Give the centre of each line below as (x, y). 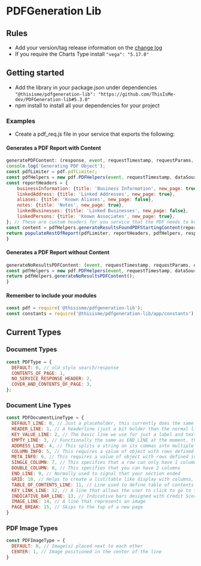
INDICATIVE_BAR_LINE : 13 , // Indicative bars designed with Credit (98, 496)
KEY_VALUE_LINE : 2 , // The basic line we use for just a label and (98, 434)
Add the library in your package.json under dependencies (86, 87)
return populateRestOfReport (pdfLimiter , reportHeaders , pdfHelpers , (95, 233)
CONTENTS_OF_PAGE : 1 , (39, 373)
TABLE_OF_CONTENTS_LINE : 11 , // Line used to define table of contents (103, 485)
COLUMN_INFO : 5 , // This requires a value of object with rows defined (103, 451)
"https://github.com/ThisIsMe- (137, 94)
